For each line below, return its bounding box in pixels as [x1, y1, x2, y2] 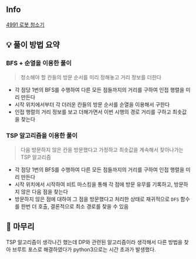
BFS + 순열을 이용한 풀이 [6, 59, 72, 67]
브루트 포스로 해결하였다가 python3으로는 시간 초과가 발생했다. [12, 245, 157, 253]
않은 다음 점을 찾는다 [21, 188, 69, 195]
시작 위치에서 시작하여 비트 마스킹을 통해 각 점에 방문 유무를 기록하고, [14, 181, 173, 188]
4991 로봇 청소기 [6, 21, 45, 28]
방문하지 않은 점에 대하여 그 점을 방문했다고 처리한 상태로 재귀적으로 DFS [14, 195, 180, 202]
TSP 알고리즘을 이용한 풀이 [6, 132, 78, 140]
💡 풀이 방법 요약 [6, 40, 60, 50]
